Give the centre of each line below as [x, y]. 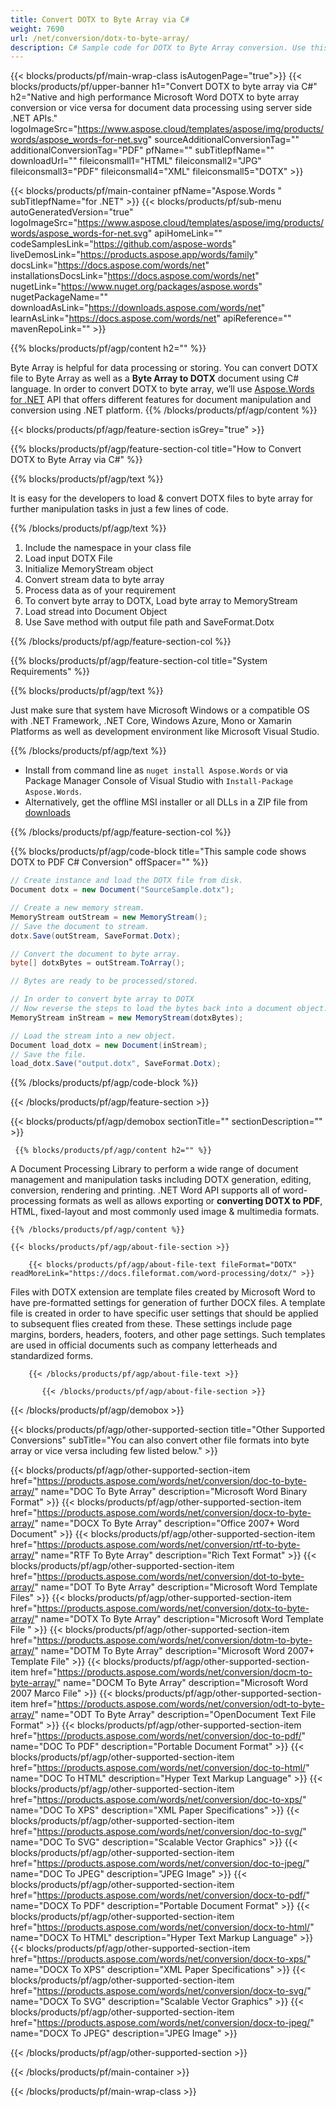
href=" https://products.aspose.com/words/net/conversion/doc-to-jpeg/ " [160, 1863]
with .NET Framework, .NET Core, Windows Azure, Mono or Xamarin [151, 721]
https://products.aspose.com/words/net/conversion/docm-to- [184, 1672]
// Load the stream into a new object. [93, 1036]
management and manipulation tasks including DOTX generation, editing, [161, 1180]
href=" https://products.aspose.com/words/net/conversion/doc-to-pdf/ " [158, 1736]
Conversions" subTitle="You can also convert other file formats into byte [160, 1440]
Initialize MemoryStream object [89, 569]
